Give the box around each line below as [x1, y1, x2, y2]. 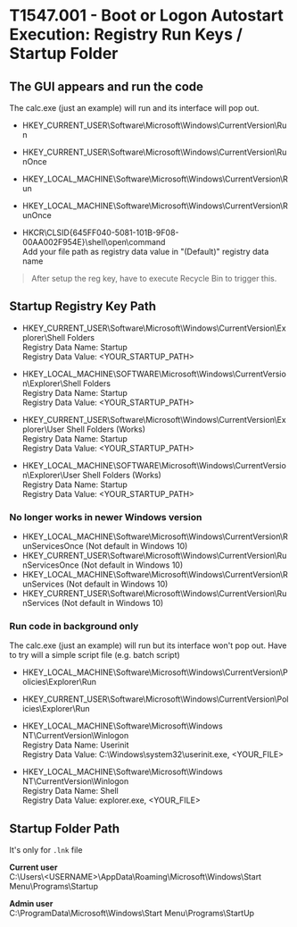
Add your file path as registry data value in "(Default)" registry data [21, 247, 269, 257]
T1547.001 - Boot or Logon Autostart [9, 5, 284, 26]
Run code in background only [9, 620, 139, 633]
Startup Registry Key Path [9, 299, 156, 314]
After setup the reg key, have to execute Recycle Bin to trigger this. [30, 274, 277, 283]
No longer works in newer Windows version [9, 510, 202, 523]
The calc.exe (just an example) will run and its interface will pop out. [9, 103, 260, 113]
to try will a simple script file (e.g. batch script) [9, 650, 180, 661]
